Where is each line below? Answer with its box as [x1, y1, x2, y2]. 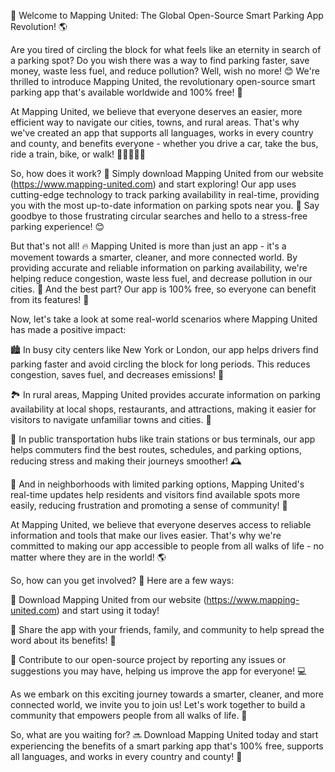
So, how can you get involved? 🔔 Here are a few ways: [10, 575, 235, 586]
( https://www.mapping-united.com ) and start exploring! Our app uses [10, 178, 297, 190]
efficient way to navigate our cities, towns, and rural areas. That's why [10, 116, 300, 128]
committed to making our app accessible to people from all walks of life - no [10, 540, 325, 552]
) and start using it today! [56, 605, 160, 616]
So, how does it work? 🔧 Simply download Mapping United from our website [10, 168, 324, 179]
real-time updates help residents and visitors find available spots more [10, 489, 301, 500]
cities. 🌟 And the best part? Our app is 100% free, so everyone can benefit [10, 283, 317, 295]
